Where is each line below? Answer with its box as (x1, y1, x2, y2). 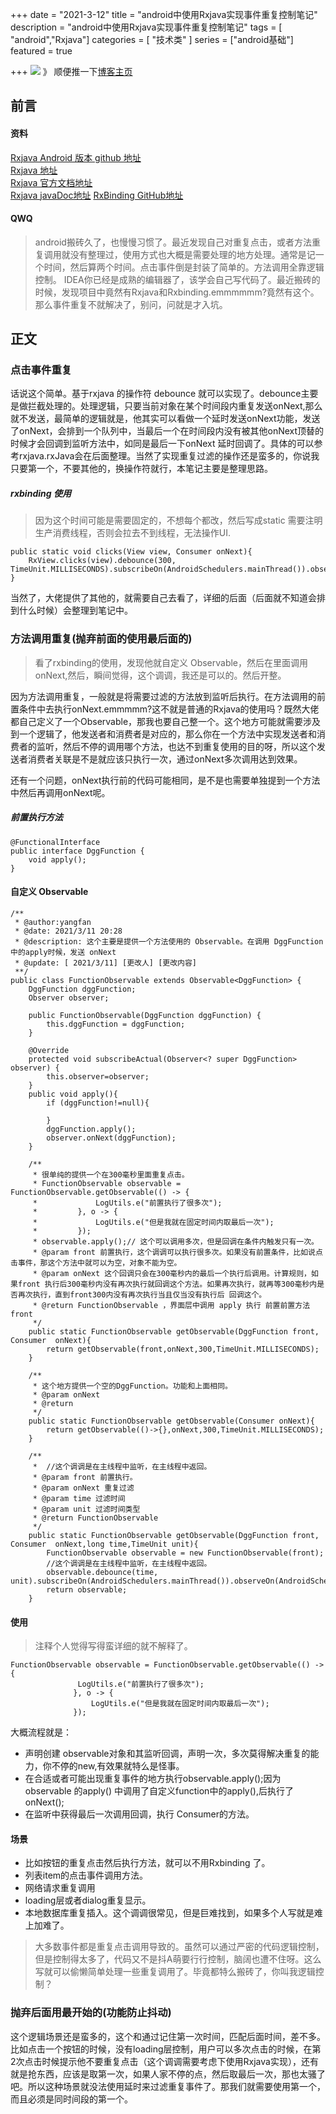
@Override (28, 1045, 70, 1055)
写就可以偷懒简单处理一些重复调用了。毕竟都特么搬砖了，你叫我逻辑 (34, 1966, 316, 1978)
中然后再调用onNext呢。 (10, 786, 111, 798)
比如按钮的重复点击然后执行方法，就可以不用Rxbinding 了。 (24, 1857, 271, 1869)
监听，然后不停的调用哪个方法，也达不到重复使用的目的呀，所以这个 (36, 740, 317, 752)
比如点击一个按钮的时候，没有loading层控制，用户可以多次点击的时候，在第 (10, 2043, 322, 2055)
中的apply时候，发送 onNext (10, 947, 117, 957)
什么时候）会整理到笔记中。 (18, 604, 133, 617)
